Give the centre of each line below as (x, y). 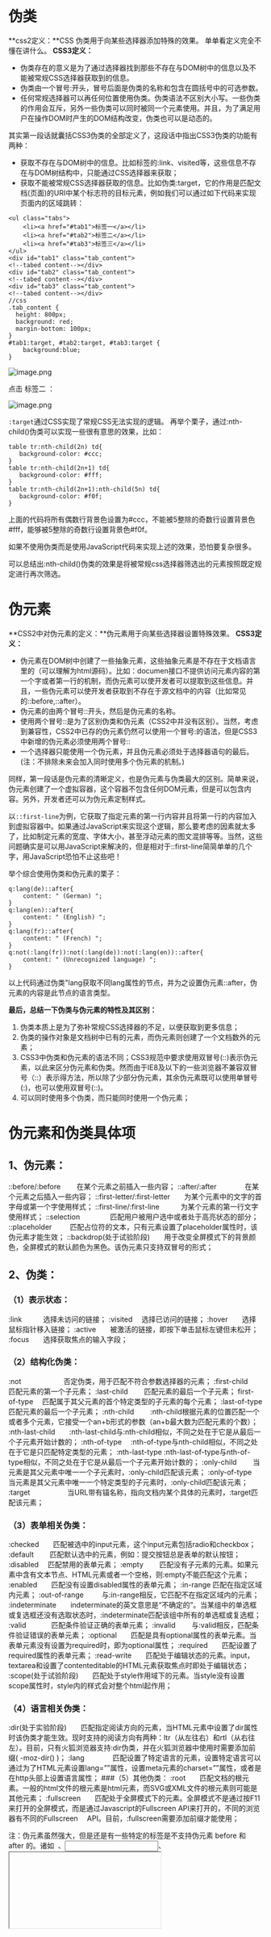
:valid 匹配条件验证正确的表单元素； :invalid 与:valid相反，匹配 (130, 1625)
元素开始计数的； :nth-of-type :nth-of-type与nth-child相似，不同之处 (140, 1441)
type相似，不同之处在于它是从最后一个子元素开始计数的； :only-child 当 (134, 1461)
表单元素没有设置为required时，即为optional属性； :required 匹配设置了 (133, 1646)
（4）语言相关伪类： (48, 1709)
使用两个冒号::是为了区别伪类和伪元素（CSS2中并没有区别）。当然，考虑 (139, 721)
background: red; (45, 321)
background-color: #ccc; (61, 454)
